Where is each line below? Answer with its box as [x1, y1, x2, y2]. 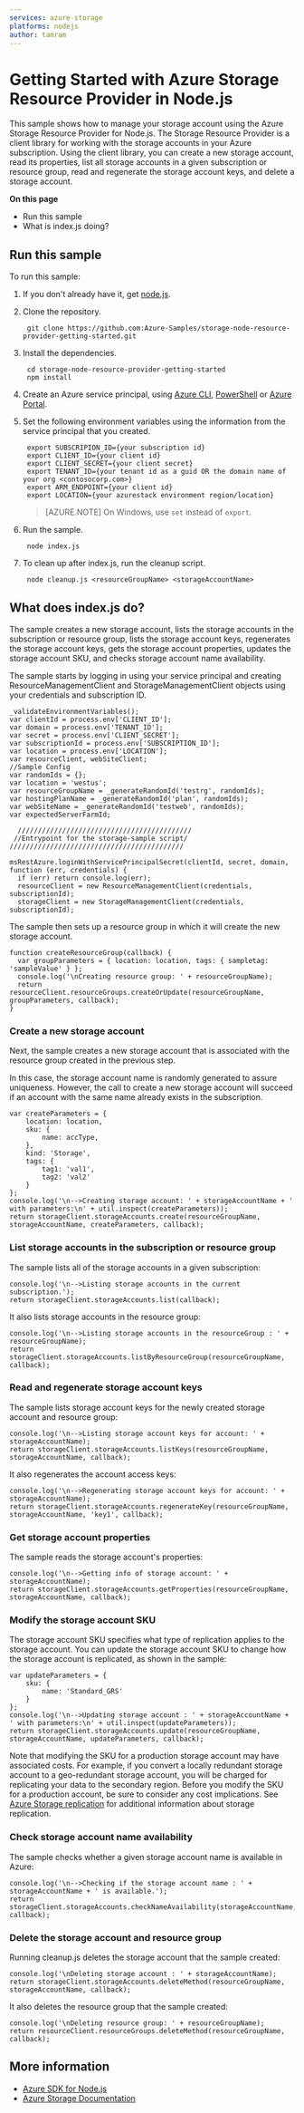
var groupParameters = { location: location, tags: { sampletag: [17, 956, 270, 965]
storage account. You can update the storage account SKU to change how [9, 1644, 287, 1655]
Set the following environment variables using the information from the [22, 416, 286, 427]
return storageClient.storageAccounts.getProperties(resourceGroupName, [9, 1585, 290, 1595]
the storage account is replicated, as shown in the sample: [9, 1654, 227, 1664]
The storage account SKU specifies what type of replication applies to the [9, 1635, 285, 1645]
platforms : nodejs [9, 22, 79, 31]
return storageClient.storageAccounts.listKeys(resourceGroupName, [9, 1444, 270, 1454]
